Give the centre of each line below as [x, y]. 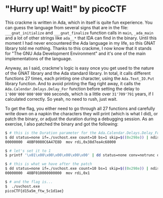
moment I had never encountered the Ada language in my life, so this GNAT [80, 43]
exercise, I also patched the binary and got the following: [62, 124]
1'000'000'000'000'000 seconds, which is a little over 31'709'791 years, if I [79, 94]
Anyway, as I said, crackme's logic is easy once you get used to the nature [80, 68]
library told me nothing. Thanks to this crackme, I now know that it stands [78, 48]
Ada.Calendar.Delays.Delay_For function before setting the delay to [72, 89]
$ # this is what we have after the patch [49, 164]
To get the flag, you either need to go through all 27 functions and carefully [80, 108]
